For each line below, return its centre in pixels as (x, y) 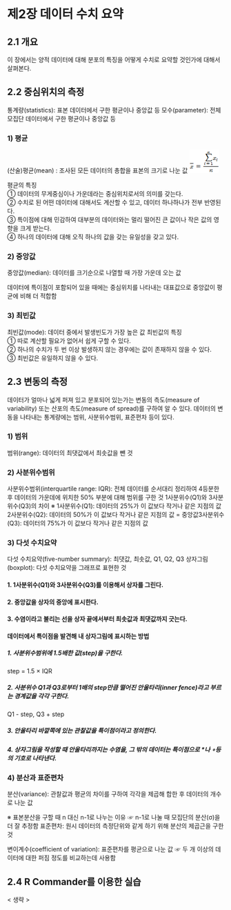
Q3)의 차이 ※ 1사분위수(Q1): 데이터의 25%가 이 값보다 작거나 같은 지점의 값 (121, 506)
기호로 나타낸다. (36, 758)
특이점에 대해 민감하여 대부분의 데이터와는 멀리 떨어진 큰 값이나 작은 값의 (114, 220)
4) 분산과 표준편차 (36, 778)
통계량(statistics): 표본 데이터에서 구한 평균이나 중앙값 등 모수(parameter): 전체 (114, 110)
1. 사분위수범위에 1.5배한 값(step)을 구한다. (65, 653)
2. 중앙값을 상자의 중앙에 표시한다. (53, 602)
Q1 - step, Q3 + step (36, 714)
